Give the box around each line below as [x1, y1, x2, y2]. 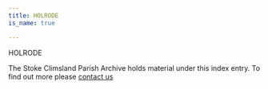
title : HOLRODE [8, 11, 59, 20]
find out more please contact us [8, 72, 114, 81]
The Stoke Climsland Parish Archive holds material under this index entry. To [8, 63, 261, 72]
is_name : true [8, 19, 56, 27]
